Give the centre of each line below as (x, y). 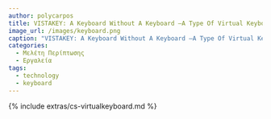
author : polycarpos (41, 16)
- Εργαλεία (34, 61)
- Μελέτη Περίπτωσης (50, 53)
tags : (17, 68)
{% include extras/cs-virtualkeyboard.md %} (83, 106)
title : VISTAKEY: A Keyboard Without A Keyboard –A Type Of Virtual (126, 23)
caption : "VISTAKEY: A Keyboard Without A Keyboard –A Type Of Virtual (131, 38)
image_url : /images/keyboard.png (65, 31)
